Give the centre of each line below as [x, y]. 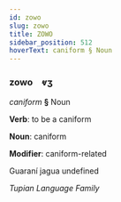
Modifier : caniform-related [58, 154]
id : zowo [25, 17]
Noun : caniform [38, 137]
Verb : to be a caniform [50, 119]
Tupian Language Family [54, 189]
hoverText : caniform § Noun [61, 51]
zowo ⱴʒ [31, 83]
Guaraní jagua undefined [54, 171]
